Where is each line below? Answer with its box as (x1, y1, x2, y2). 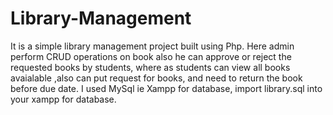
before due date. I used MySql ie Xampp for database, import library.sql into (10, 82, 323, 94)
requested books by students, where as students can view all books (10, 61, 291, 73)
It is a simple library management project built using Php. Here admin (10, 40, 295, 52)
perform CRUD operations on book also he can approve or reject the (10, 50, 292, 62)
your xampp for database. (10, 93, 117, 105)
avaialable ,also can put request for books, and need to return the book (10, 72, 303, 84)
